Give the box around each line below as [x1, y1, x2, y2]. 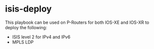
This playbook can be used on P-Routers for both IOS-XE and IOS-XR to [5, 19, 150, 25]
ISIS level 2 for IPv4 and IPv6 [12, 34, 71, 40]
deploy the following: [5, 24, 47, 30]
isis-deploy [5, 3, 52, 15]
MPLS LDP [12, 39, 34, 45]
